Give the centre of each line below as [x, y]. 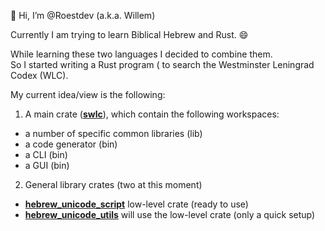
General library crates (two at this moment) [113, 184]
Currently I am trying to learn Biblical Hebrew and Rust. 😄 [129, 34]
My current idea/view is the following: [88, 94]
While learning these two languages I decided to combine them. [141, 54]
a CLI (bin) [46, 154]
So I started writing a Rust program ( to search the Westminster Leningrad [162, 64]
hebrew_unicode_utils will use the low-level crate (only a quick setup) [170, 214]
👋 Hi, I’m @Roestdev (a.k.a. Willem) [83, 15]
